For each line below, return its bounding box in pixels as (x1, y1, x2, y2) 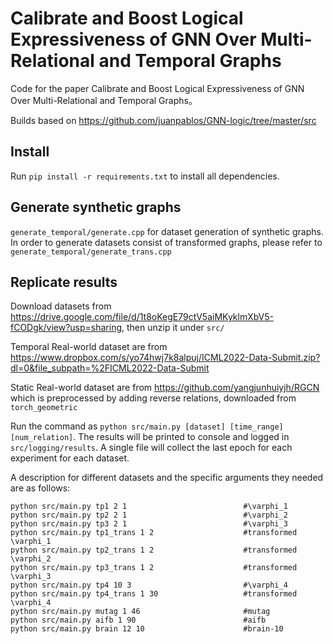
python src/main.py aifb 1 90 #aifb (10, 615, 267, 626)
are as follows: (10, 482, 71, 494)
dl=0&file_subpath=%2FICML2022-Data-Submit (10, 362, 210, 374)
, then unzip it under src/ (121, 322, 225, 334)
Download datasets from (10, 300, 112, 312)
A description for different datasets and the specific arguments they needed (10, 472, 324, 484)
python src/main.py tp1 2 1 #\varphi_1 (10, 502, 288, 512)
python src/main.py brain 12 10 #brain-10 (10, 624, 284, 634)
